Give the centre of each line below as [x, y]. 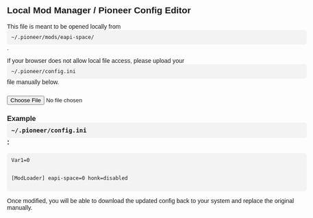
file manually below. [33, 82]
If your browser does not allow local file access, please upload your [96, 60]
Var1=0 [21, 161]
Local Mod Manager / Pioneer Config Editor [99, 10]
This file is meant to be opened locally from [64, 26]
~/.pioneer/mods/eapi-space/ [53, 37]
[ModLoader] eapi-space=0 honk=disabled [70, 178]
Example [22, 118]
